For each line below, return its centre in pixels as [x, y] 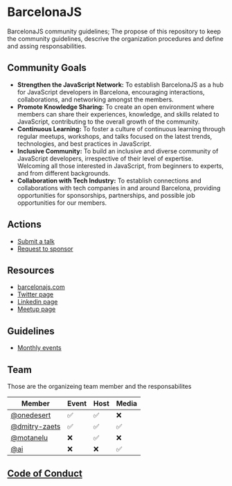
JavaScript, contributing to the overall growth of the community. [108, 121]
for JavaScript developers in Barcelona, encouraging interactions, [111, 92]
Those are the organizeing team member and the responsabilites [99, 386]
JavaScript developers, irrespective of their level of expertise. [105, 158]
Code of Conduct [45, 474]
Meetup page [36, 309]
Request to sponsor [45, 249]
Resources [31, 270]
